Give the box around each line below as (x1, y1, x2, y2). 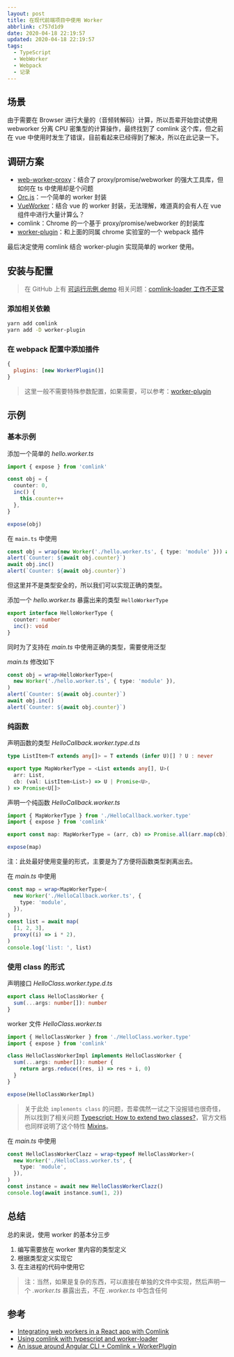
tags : (7, 43, 23, 49)
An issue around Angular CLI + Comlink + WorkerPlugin (17, 1342, 177, 1351)
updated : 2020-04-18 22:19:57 (7, 36, 95, 43)
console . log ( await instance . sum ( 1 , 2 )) (7, 1189, 123, 1196)
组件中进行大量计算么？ (17, 210, 85, 219)
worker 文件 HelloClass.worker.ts (7, 1019, 102, 1028)
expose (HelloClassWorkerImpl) (7, 1091, 95, 1098)
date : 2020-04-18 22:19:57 (7, 29, 86, 37)
